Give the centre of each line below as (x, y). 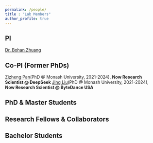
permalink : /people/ (26, 9)
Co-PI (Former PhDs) (37, 65)
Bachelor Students (34, 136)
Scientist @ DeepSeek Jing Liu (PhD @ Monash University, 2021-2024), (77, 82)
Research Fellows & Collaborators (57, 119)
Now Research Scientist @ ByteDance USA (49, 87)
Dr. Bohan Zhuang (23, 50)
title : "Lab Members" (28, 14)
